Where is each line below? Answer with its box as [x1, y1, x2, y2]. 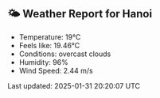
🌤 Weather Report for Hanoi [7, 7, 153, 21]
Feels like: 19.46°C [18, 40, 80, 50]
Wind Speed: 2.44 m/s [18, 66, 93, 75]
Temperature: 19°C [18, 32, 81, 42]
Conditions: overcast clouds [18, 49, 111, 58]
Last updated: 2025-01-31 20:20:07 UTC [7, 81, 141, 90]
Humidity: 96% [18, 57, 68, 66]
